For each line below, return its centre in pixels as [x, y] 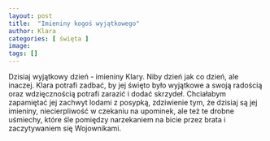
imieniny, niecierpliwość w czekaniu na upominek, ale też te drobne [121, 111]
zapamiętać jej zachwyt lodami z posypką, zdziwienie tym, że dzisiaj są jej [133, 103]
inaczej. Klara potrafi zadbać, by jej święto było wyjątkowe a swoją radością [135, 85]
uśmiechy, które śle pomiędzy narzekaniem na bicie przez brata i [117, 120]
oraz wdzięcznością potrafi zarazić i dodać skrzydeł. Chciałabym [117, 94]
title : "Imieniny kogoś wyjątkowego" [74, 23]
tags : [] [23, 53]
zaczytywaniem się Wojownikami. [65, 128]
